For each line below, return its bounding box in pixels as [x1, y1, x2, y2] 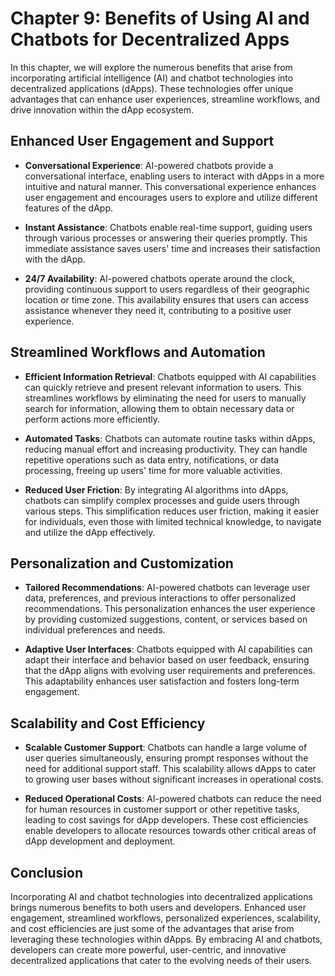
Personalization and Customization [10, 555, 234, 572]
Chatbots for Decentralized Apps [10, 28, 290, 51]
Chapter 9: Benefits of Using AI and [10, 7, 310, 30]
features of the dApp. [24, 202, 113, 214]
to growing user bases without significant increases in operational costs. [24, 773, 324, 786]
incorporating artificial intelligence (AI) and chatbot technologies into [10, 72, 294, 84]
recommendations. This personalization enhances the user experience [24, 603, 316, 615]
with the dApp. [24, 253, 86, 265]
